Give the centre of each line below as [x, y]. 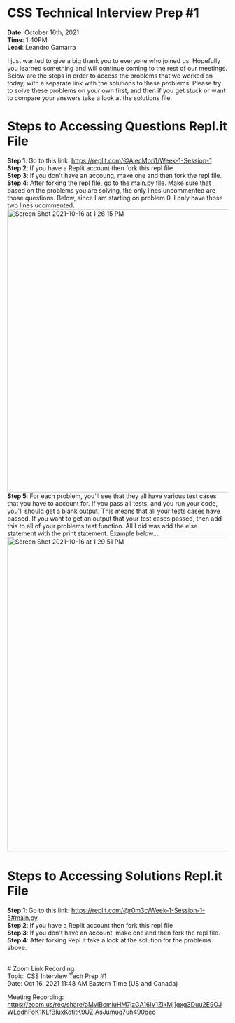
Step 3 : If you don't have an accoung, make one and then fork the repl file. [115, 175]
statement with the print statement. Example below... [83, 533]
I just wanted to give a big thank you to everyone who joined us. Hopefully [114, 60]
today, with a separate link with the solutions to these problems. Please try [114, 83]
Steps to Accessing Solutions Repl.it [115, 876]
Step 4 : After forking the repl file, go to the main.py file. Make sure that [109, 183]
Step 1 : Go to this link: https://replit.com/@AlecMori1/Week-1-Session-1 [109, 160]
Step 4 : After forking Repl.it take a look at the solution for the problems [109, 940]
